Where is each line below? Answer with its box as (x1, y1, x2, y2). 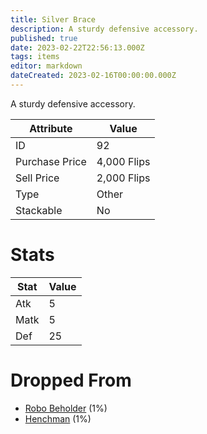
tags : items (10, 52, 60, 62)
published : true (10, 33, 78, 43)
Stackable (15, 203, 63, 217)
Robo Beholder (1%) (24, 402, 108, 414)
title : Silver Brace (10, 14, 97, 25)
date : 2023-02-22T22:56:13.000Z (10, 42, 145, 53)
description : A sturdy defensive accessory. (10, 24, 199, 34)
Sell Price (15, 171, 60, 185)
